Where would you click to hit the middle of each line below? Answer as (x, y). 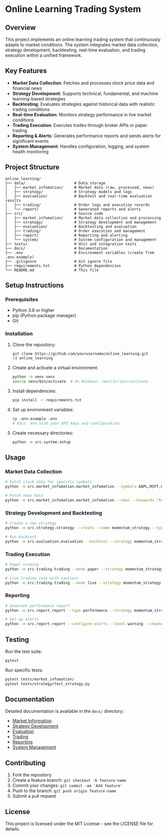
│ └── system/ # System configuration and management (81, 240)
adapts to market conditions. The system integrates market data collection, (82, 45)
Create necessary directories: (43, 433)
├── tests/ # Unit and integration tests (71, 244)
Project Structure (32, 167)
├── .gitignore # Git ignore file (59, 261)
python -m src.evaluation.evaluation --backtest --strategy (69, 541)
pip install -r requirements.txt (47, 400)
